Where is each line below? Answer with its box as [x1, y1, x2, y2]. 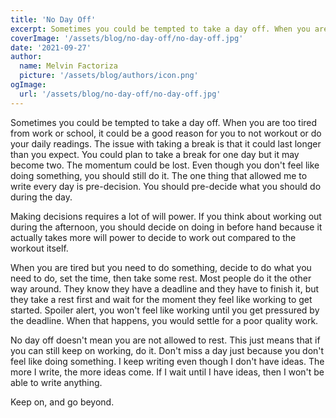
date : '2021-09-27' [10, 42, 92, 53]
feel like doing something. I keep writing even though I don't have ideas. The [10, 355, 325, 367]
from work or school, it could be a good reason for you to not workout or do [10, 127, 322, 139]
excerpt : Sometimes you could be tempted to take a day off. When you [10, 24, 311, 34]
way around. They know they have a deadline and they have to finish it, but [10, 282, 320, 295]
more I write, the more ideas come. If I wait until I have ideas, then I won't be [10, 366, 325, 378]
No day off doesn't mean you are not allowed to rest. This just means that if [10, 334, 321, 346]
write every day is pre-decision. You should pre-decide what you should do [10, 180, 322, 192]
